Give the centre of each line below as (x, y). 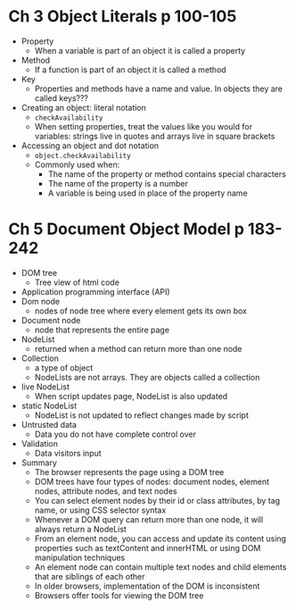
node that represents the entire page (102, 330)
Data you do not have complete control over (115, 434)
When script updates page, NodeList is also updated (131, 396)
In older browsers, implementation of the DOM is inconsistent (147, 586)
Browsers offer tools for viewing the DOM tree (119, 595)
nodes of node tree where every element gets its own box (140, 311)
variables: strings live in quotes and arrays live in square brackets (155, 136)
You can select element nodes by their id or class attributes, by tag (157, 500)
